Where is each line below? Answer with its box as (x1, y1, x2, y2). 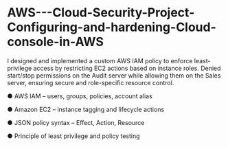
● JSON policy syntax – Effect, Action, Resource (7, 118, 145, 126)
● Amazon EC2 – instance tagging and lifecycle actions (7, 105, 165, 113)
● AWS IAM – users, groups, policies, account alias (7, 91, 152, 100)
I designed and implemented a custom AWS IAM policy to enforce (7, 56, 193, 65)
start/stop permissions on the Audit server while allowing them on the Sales (7, 71, 221, 80)
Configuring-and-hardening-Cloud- (7, 19, 216, 35)
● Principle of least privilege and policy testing (7, 132, 140, 140)
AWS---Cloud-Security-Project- (7, 5, 195, 21)
